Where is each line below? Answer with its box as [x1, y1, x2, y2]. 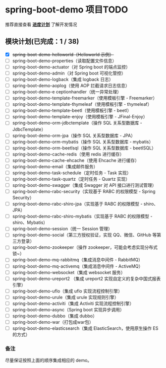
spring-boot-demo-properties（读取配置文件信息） [12, 58, 117, 64]
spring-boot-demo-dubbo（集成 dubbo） [12, 313, 98, 319]
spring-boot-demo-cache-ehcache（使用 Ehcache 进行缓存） [12, 157, 140, 163]
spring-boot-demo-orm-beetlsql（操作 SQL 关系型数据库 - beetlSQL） [12, 145, 156, 151]
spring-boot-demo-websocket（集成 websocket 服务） [12, 269, 125, 275]
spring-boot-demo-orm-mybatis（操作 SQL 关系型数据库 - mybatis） [12, 139, 154, 145]
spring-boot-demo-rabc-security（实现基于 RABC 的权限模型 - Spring [12, 189, 156, 195]
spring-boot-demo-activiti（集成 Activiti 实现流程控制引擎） [12, 300, 134, 306]
